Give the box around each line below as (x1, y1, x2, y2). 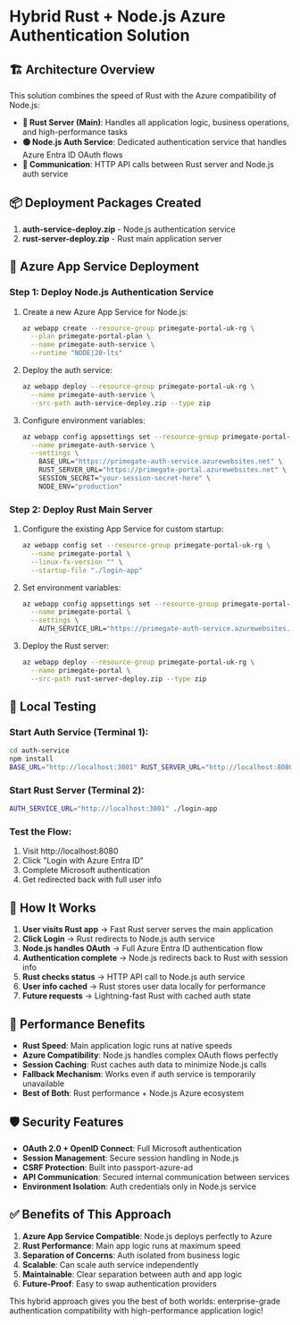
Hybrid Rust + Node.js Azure (9, 6, 226, 27)
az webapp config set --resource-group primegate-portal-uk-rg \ (21, 541, 271, 550)
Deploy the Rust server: (21, 641, 110, 651)
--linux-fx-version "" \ (30, 557, 123, 566)
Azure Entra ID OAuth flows (21, 149, 123, 160)
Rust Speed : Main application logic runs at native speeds (21, 1040, 233, 1051)
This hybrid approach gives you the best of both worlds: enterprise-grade (9, 1295, 281, 1306)
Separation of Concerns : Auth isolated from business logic (21, 1250, 241, 1261)
